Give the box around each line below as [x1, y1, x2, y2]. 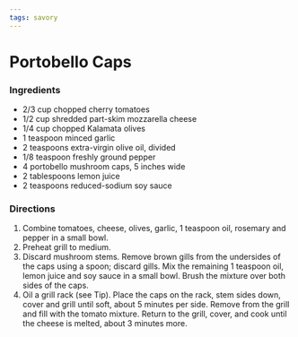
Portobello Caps [9, 51, 132, 72]
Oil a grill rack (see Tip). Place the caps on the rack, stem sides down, [22, 289, 281, 300]
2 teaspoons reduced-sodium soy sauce [22, 180, 172, 191]
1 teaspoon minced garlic [22, 133, 116, 143]
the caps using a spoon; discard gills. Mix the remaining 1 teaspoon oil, [22, 261, 285, 272]
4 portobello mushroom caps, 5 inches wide [22, 161, 186, 172]
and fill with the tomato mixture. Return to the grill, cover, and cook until [22, 308, 287, 319]
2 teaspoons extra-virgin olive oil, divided [22, 143, 177, 153]
